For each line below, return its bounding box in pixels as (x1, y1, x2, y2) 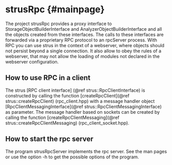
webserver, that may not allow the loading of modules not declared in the (5, 53, 160, 59)
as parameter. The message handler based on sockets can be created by (5, 109, 160, 115)
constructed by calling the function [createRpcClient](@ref (5, 92, 130, 98)
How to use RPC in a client (5, 73, 91, 82)
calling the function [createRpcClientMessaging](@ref (5, 114, 120, 120)
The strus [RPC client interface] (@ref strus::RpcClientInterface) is (5, 87, 145, 93)
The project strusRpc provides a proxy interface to (5, 20, 112, 27)
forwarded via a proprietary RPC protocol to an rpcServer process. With (5, 37, 158, 43)
